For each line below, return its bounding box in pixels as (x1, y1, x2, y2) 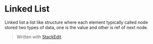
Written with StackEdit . (16, 34, 63, 40)
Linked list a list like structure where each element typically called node (4, 19, 149, 25)
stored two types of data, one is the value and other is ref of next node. (4, 24, 149, 30)
